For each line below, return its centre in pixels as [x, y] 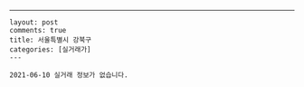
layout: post [34, 23]
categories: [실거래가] [50, 50]
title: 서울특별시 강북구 [51, 40]
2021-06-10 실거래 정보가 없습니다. [69, 75]
